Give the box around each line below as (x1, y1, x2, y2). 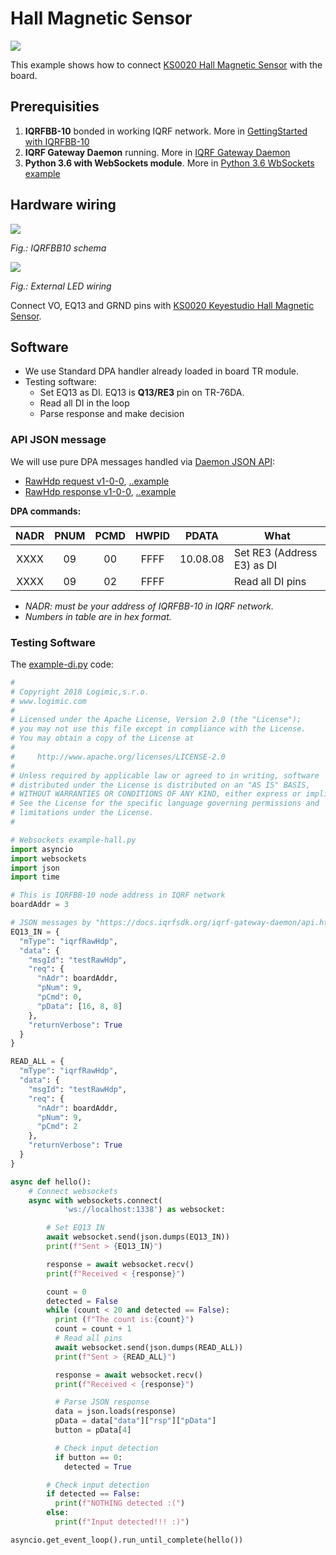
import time (10, 872, 60, 882)
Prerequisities (10, 98, 100, 116)
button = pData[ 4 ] (54, 1425, 132, 1436)
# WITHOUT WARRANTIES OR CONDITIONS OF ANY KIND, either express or (10, 789, 302, 799)
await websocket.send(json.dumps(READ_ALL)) (54, 1342, 244, 1352)
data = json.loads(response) (54, 1407, 177, 1417)
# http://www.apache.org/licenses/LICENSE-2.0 (10, 752, 226, 762)
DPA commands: (10, 505, 82, 517)
